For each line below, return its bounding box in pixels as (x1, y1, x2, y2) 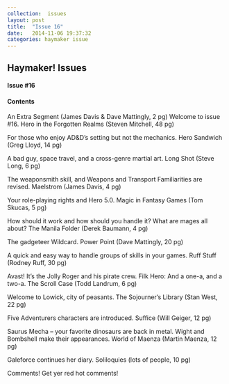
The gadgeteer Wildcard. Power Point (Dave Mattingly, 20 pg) (7, 238, 184, 246)
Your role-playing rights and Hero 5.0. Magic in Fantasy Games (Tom (7, 196, 203, 205)
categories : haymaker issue (7, 36, 89, 43)
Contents (7, 97, 35, 105)
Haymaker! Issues (7, 62, 87, 74)
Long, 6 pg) (7, 161, 41, 170)
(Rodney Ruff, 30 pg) (7, 259, 67, 267)
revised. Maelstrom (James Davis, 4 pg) (7, 182, 121, 191)
